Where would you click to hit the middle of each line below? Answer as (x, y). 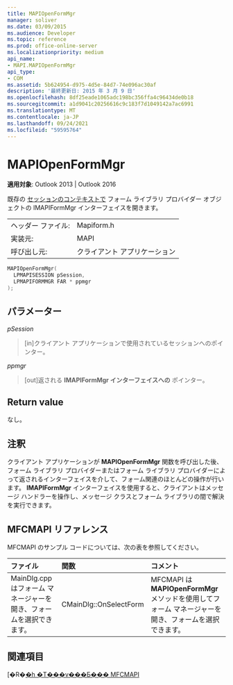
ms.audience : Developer (42, 33)
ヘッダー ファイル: (41, 226)
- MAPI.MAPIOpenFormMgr (42, 65)
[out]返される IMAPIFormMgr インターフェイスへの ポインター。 (116, 380)
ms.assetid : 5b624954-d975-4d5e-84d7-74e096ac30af (82, 85)
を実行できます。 (31, 505)
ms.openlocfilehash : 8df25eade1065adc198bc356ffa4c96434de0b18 (101, 98)
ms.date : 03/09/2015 (37, 26)
